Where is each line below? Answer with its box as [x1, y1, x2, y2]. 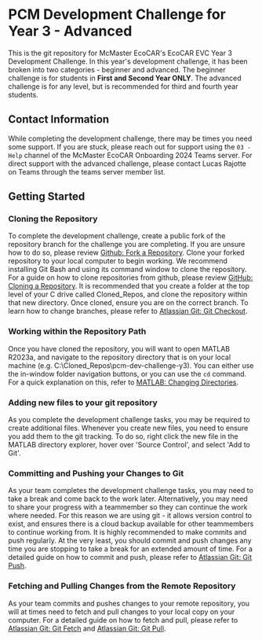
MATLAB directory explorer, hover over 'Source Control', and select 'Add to [8, 440, 251, 450]
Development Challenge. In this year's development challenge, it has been [8, 57, 249, 66]
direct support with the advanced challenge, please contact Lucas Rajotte [8, 159, 247, 168]
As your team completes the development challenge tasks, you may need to [8, 486, 253, 495]
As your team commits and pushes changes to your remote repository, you [8, 598, 249, 608]
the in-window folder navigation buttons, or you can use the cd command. [8, 369, 247, 378]
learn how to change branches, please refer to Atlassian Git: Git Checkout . [8, 307, 248, 316]
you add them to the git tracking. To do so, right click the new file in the [8, 432, 238, 441]
